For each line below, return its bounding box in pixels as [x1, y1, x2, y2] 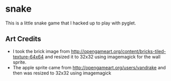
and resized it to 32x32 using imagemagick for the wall [45, 53, 161, 60]
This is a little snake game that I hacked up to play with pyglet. [5, 20, 137, 26]
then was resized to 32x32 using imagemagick [12, 70, 112, 76]
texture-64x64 [12, 53, 44, 60]
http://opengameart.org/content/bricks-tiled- [71, 48, 166, 54]
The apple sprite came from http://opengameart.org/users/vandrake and [12, 64, 166, 70]
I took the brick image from [12, 48, 70, 54]
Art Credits [5, 35, 41, 43]
